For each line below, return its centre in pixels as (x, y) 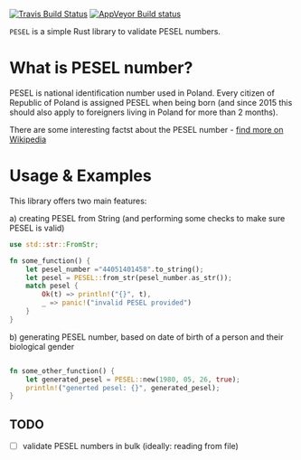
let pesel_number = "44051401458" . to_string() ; (115, 269)
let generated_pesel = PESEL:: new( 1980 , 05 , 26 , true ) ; (133, 380)
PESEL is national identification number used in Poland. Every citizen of (142, 93)
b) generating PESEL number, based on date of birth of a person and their (146, 337)
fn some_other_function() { (62, 371)
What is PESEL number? (101, 68)
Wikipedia (28, 139)
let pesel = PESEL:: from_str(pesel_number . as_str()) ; (129, 277)
